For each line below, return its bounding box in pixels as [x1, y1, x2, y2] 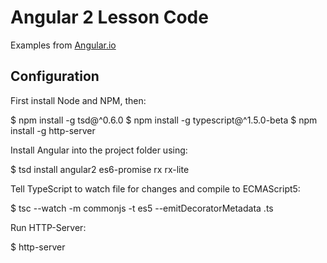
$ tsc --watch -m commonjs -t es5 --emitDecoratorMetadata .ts [10, 202, 274, 214]
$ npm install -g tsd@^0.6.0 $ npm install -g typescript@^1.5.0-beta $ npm [10, 114, 318, 126]
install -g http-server [10, 124, 96, 136]
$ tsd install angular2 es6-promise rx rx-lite [10, 163, 190, 175]
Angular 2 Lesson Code [10, 6, 209, 29]
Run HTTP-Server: [10, 221, 87, 233]
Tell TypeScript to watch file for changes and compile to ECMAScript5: [10, 182, 301, 195]
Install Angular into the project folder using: [10, 144, 188, 156]
